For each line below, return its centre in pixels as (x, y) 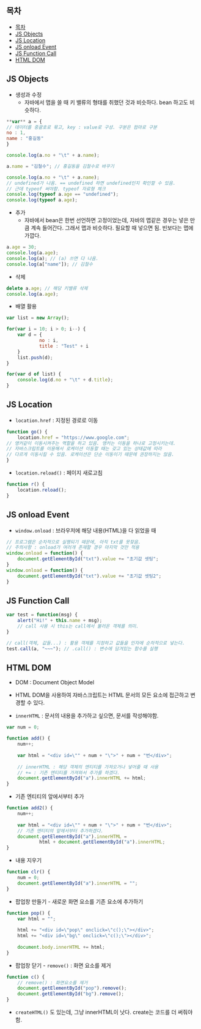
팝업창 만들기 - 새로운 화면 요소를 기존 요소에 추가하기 (79, 901)
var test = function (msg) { (42, 615)
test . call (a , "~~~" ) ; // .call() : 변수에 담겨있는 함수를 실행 (82, 649)
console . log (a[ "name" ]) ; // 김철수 (50, 264)
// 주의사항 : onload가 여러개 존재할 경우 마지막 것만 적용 (73, 548)
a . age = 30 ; (21, 247)
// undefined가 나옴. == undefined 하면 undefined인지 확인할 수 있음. (91, 183)
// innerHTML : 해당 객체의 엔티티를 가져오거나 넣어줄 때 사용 (88, 767)
